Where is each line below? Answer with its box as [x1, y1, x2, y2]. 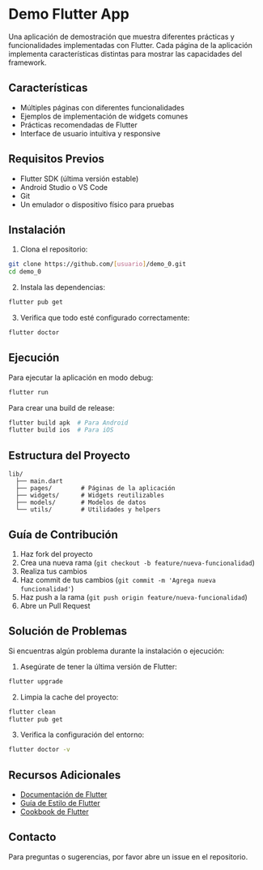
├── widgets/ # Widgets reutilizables [15, 492, 164, 500]
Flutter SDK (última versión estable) [19, 174, 139, 183]
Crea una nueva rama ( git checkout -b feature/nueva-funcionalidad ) [19, 558, 255, 567]
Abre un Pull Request [19, 601, 91, 610]
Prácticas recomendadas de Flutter [19, 119, 138, 130]
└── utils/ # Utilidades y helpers [15, 506, 161, 514]
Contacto [8, 830, 57, 844]
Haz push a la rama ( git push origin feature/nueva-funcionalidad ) [19, 592, 248, 601]
